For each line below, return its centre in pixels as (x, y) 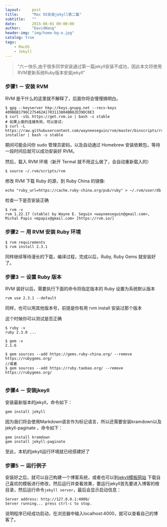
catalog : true (20, 38)
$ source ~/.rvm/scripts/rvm (35, 171)
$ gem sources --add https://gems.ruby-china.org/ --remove (69, 354)
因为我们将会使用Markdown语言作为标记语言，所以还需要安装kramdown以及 (83, 421)
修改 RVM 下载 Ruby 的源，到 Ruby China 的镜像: (55, 181)
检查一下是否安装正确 (27, 200)
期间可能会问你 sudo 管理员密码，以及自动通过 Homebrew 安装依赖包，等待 (83, 144)
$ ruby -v (15, 328)
